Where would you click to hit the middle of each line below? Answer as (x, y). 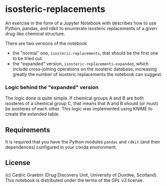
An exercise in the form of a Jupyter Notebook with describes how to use (81, 23)
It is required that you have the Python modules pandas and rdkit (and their (83, 142)
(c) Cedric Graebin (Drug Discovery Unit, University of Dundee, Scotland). (81, 175)
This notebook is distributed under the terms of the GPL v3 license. (74, 180)
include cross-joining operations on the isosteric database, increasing (85, 69)
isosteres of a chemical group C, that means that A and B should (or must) (82, 103)
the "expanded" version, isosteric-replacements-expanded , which (80, 63)
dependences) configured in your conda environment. (61, 147)
